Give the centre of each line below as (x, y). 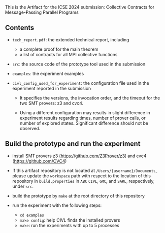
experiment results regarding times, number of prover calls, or (83, 118)
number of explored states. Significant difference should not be (84, 123)
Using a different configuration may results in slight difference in (85, 112)
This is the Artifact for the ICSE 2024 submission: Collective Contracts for (80, 7)
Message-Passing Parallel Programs (42, 12)
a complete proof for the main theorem (59, 49)
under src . (23, 186)
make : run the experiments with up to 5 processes (69, 225)
